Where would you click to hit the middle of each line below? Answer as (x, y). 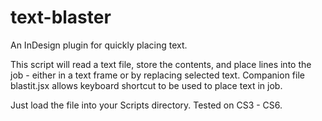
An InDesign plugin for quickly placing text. (99, 45)
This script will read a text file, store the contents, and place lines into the (161, 64)
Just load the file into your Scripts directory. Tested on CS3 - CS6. (146, 105)
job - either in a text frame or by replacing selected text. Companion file (157, 75)
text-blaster (61, 17)
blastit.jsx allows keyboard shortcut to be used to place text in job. (146, 85)
